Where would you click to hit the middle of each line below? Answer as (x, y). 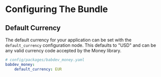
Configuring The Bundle (57, 9)
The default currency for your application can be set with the (68, 40)
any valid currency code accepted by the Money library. (63, 51)
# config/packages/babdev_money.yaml (45, 60)
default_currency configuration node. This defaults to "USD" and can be (81, 45)
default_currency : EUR (38, 69)
